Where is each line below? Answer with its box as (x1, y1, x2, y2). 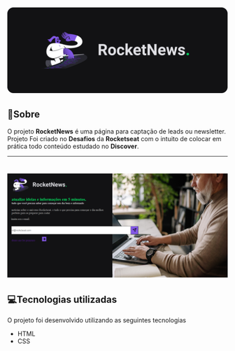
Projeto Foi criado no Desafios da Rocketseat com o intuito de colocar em (7, 134, 222, 143)
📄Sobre (7, 108, 41, 120)
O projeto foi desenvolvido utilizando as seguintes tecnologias (7, 315, 187, 324)
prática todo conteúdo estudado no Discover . (7, 142, 139, 150)
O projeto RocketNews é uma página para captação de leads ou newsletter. (7, 127, 226, 136)
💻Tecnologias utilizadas (7, 294, 117, 306)
